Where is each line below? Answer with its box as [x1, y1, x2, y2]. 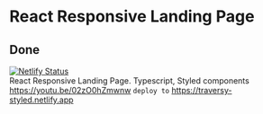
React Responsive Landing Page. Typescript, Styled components [9, 75, 249, 86]
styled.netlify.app [9, 94, 74, 105]
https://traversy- [170, 85, 232, 95]
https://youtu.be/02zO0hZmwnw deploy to [9, 85, 170, 95]
